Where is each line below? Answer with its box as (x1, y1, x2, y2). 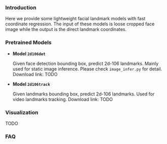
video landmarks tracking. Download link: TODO (12, 96, 113, 102)
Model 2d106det (12, 50, 46, 57)
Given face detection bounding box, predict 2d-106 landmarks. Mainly (12, 60, 159, 66)
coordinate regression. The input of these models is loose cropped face (5, 21, 155, 27)
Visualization (5, 109, 38, 116)
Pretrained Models (5, 39, 52, 46)
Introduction (5, 4, 36, 11)
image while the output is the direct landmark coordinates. (5, 26, 127, 32)
